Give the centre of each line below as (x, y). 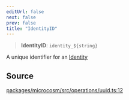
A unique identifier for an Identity (47, 57)
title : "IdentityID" (32, 28)
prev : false (21, 23)
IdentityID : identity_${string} (59, 46)
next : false (21, 17)
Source (20, 76)
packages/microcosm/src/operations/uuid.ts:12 (64, 90)
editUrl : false (25, 12)
